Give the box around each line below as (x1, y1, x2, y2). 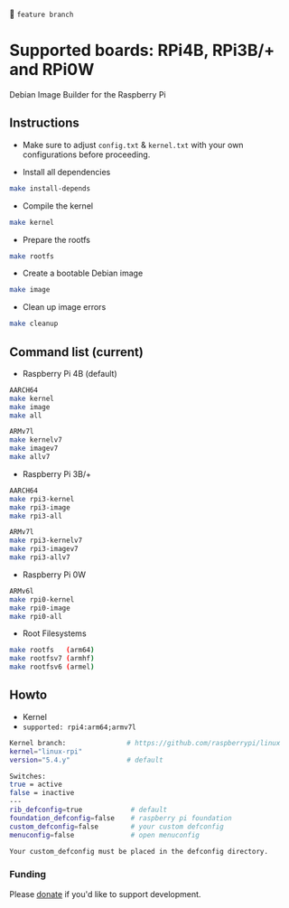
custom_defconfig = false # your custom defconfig (9, 822, 224, 831)
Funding (9, 868, 47, 881)
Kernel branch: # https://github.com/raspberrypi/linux (9, 738, 281, 747)
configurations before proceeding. (22, 149, 151, 160)
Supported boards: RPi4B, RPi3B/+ (9, 41, 275, 61)
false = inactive (9, 789, 75, 798)
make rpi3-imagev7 (9, 545, 79, 554)
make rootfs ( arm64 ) (9, 646, 95, 655)
